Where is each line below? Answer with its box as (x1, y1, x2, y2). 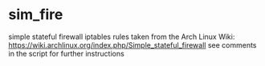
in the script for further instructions (8, 49, 124, 58)
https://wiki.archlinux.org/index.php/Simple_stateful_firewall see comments (8, 40, 257, 49)
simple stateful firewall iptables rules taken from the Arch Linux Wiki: (8, 32, 235, 41)
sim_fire (8, 6, 63, 24)
